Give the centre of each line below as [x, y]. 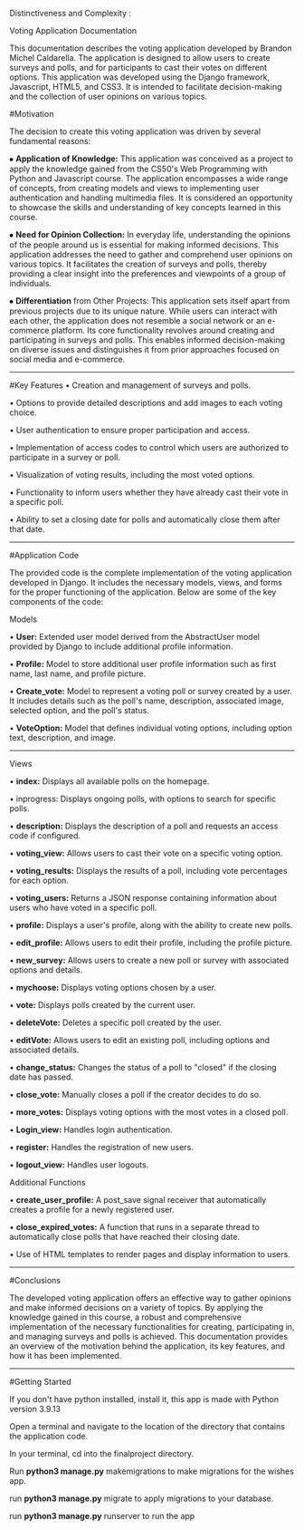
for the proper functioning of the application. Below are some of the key [143, 592]
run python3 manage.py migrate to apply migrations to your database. [142, 1498]
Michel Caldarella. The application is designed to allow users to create [140, 58]
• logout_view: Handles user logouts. [79, 1165]
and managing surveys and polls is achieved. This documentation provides [148, 1336]
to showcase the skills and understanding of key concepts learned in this [145, 207]
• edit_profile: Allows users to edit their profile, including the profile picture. [151, 943]
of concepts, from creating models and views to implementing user [134, 188]
